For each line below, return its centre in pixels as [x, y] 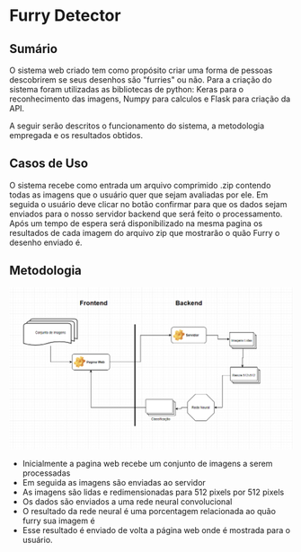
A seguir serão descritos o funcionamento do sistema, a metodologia [137, 126]
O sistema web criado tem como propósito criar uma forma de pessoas [141, 70]
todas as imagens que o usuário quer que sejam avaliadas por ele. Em [139, 195]
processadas [46, 473]
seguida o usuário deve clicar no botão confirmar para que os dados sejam [148, 204]
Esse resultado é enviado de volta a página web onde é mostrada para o [156, 530]
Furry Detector [65, 16]
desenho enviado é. [46, 242]
